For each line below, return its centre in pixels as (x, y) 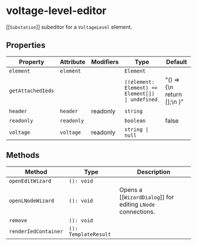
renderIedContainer (36, 231)
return (174, 94)
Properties (26, 45)
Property (32, 61)
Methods (23, 155)
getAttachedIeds (32, 91)
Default (177, 61)
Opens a (131, 189)
